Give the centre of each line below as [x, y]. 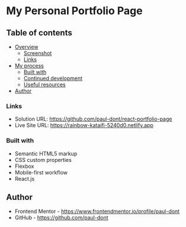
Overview [26, 47]
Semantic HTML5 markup [46, 153]
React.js [25, 179]
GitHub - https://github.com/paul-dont [61, 218]
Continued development [53, 78]
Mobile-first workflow [41, 172]
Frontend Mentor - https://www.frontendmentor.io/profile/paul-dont [97, 212]
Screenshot [38, 53]
